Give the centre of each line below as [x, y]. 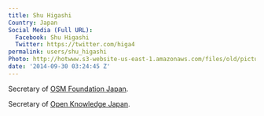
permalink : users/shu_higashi [58, 52]
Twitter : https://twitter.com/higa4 [75, 45]
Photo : [19, 60]
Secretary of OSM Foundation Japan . [68, 89]
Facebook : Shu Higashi [52, 37]
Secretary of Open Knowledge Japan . [70, 103]
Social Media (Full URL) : [50, 30]
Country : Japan [33, 23]
